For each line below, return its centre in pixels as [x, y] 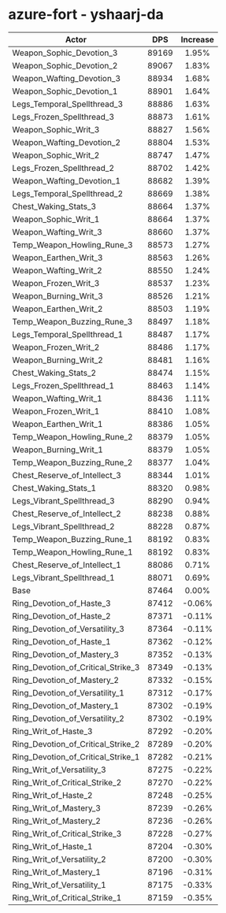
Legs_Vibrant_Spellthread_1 [64, 577]
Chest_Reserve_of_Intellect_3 [67, 475]
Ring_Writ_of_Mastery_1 [56, 872]
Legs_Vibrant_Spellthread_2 [64, 526]
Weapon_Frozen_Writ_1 [56, 411]
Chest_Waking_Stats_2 [54, 373]
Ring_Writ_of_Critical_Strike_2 [67, 782]
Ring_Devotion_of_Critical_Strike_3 [76, 667]
